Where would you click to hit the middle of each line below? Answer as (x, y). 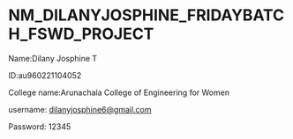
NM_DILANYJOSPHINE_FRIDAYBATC (146, 15)
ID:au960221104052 (45, 75)
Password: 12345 (40, 126)
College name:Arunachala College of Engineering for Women (119, 92)
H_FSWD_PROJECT (81, 34)
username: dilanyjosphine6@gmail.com (80, 109)
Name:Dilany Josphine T (53, 58)
